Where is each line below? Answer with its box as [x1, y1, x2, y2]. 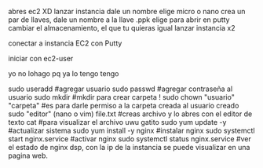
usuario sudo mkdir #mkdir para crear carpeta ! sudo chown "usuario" [8, 93, 236, 101]
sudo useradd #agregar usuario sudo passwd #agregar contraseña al [8, 84, 233, 93]
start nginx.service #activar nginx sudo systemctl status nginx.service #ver [8, 134, 251, 144]
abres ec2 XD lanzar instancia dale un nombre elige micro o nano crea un [8, 7, 246, 16]
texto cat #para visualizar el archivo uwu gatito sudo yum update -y [8, 118, 227, 126]
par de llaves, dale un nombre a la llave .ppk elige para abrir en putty [8, 15, 230, 24]
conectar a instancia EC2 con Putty [8, 38, 122, 48]
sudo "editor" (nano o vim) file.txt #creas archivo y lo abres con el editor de [8, 109, 253, 119]
